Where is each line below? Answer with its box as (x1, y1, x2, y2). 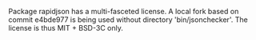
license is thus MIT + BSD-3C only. (8, 24, 124, 32)
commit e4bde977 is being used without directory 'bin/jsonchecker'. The (8, 15, 248, 24)
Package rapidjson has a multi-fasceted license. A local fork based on (8, 7, 239, 16)
